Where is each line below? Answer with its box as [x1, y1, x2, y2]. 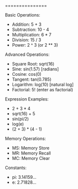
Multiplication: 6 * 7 [12, 32, 52, 37]
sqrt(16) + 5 [12, 111, 35, 117]
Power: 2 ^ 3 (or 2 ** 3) [12, 42, 58, 48]
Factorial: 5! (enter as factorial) [12, 87, 73, 92]
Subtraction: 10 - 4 [12, 27, 49, 32]
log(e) [12, 121, 24, 127]
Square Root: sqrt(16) [12, 61, 54, 67]
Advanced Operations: [5, 52, 50, 57]
